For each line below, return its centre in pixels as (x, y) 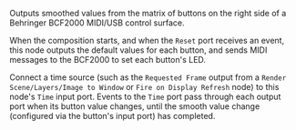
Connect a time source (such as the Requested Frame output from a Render (148, 77)
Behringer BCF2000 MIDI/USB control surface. (97, 23)
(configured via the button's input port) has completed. (112, 116)
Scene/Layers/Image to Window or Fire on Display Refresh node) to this (144, 87)
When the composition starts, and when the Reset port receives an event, (147, 40)
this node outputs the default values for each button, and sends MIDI (138, 50)
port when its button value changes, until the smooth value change (135, 106)
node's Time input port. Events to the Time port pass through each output (145, 96)
